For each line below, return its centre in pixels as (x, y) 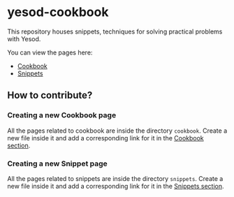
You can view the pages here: (50, 52)
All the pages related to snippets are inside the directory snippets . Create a (115, 178)
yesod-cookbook (58, 12)
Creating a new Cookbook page (62, 115)
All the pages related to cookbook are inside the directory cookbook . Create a (117, 131)
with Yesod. (24, 38)
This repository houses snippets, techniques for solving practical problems (115, 31)
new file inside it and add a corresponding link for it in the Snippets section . (116, 186)
